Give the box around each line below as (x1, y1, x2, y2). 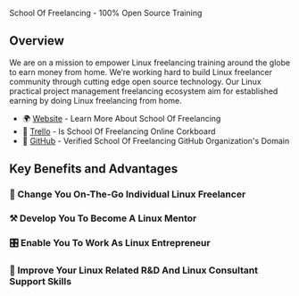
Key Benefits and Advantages (9, 161, 179, 177)
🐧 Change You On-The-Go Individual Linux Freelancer (9, 188, 246, 200)
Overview (9, 33, 65, 48)
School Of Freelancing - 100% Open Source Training (9, 8, 203, 18)
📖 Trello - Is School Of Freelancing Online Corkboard (21, 125, 216, 137)
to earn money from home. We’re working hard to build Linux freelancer (9, 66, 273, 77)
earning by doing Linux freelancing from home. (9, 95, 182, 106)
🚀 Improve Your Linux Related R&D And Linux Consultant (9, 264, 259, 276)
